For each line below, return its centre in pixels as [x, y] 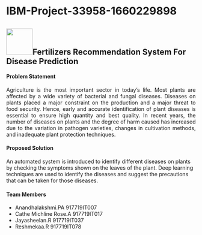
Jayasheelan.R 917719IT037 [49, 221]
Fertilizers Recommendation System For [109, 52]
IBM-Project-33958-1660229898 [92, 11]
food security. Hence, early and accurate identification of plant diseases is [101, 109]
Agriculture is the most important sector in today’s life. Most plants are [101, 90]
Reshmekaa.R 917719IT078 [48, 227]
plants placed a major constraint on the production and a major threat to [101, 103]
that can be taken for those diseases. [52, 180]
